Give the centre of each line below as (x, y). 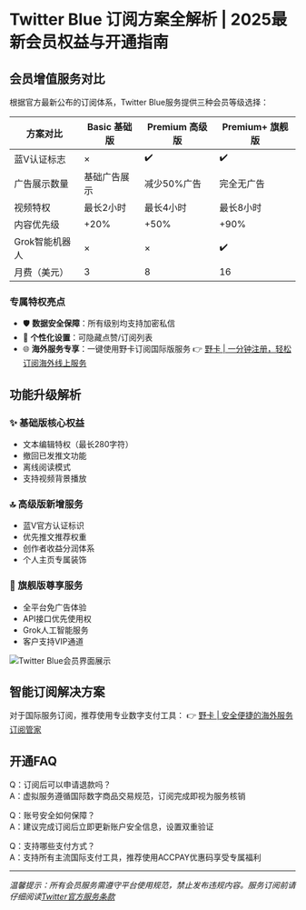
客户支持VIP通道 (53, 641)
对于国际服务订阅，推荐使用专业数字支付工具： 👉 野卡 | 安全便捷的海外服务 (151, 715)
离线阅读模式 (46, 466)
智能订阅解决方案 (57, 691)
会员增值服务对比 (57, 79)
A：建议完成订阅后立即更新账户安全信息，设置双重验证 (112, 827)
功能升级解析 (45, 394)
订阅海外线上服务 (54, 363)
